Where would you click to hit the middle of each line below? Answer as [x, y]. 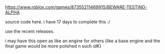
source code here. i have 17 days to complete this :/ [58, 22]
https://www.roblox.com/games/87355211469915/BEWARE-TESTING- [76, 7]
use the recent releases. [30, 31]
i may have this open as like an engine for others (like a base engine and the [82, 41]
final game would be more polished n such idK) [53, 46]
